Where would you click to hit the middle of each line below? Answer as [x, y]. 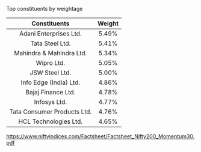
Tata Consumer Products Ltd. [51, 112]
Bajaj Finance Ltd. [51, 92]
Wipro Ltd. [50, 63]
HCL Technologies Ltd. [51, 121]
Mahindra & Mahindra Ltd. [51, 53]
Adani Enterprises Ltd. [51, 34]
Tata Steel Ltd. [50, 43]
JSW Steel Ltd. [51, 73]
